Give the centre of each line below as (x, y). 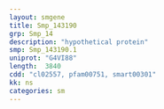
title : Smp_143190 (43, 25)
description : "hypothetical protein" (79, 42)
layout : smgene (37, 17)
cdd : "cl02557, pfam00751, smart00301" (83, 75)
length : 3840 (35, 67)
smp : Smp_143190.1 (43, 50)
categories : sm (37, 91)
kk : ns (21, 83)
